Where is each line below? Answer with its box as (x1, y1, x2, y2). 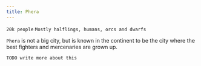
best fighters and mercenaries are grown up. (6, 43, 118, 50)
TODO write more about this (6, 55, 77, 61)
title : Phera (6, 8, 39, 15)
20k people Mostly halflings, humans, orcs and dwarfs (6, 26, 147, 32)
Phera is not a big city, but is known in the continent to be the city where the (6, 37, 196, 44)
